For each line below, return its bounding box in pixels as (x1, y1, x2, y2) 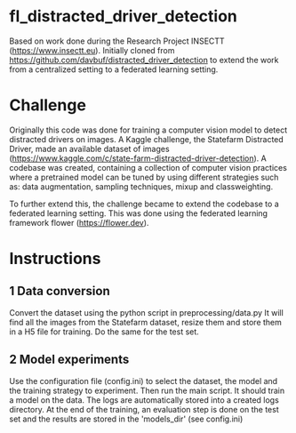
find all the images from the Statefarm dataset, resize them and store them (9, 317, 283, 327)
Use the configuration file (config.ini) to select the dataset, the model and (9, 375, 278, 386)
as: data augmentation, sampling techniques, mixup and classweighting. (9, 180, 274, 192)
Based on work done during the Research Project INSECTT (9, 36, 225, 46)
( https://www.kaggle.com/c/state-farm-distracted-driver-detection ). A (9, 153, 267, 164)
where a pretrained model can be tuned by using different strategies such (9, 172, 279, 182)
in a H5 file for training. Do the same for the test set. (9, 326, 200, 337)
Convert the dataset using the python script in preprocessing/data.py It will (9, 307, 284, 317)
